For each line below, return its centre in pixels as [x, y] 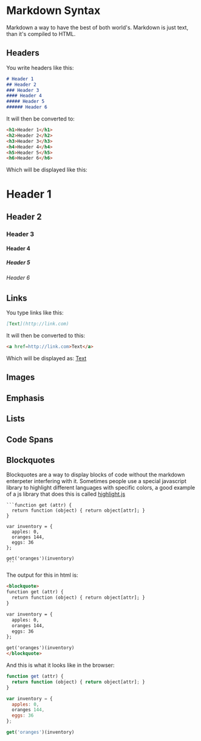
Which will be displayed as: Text [46, 358]
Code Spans [30, 440]
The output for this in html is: [42, 575]
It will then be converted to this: [46, 336]
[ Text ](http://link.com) [38, 324]
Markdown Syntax [53, 11]
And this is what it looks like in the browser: [60, 665]
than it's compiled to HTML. [41, 33]
